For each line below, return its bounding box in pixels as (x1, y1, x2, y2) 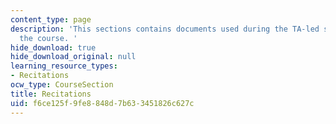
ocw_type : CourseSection (10, 80, 114, 90)
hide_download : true (10, 42, 97, 53)
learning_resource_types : (10, 61, 118, 71)
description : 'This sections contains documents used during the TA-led (10, 24, 320, 34)
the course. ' (19, 33, 78, 43)
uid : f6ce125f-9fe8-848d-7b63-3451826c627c (10, 98, 195, 108)
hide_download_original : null (10, 52, 137, 62)
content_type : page (10, 14, 92, 25)
